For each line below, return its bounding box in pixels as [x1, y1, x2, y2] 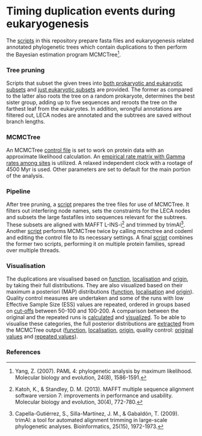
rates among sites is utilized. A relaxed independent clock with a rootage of [6, 160, 193, 167]
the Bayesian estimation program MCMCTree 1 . [6, 49, 121, 58]
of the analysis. [6, 172, 44, 179]
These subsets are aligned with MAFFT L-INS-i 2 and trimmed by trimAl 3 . [6, 220, 185, 228]
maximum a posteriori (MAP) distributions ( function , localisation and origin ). [6, 288, 194, 296]
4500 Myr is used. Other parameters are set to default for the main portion [6, 166, 191, 173]
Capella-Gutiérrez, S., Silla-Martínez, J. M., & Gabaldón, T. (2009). [14, 410, 179, 417]
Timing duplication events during [6, 4, 176, 18]
